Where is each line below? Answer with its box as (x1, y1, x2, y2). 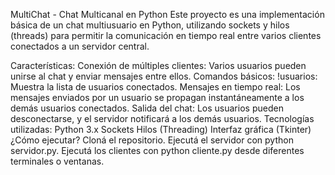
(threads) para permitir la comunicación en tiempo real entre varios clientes (10, 30, 322, 41)
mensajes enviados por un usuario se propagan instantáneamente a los (10, 92, 305, 103)
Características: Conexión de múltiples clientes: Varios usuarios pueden (10, 60, 307, 71)
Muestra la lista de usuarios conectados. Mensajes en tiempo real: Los (10, 81, 301, 93)
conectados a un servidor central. (10, 40, 150, 52)
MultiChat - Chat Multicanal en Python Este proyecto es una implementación (10, 9, 325, 20)
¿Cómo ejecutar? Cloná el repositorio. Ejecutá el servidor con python (10, 134, 294, 146)
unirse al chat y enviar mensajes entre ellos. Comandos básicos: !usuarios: (10, 70, 318, 82)
